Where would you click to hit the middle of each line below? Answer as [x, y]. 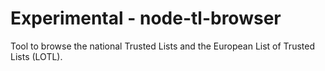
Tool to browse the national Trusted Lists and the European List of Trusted [162, 46]
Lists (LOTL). [36, 56]
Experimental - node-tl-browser [146, 18]
